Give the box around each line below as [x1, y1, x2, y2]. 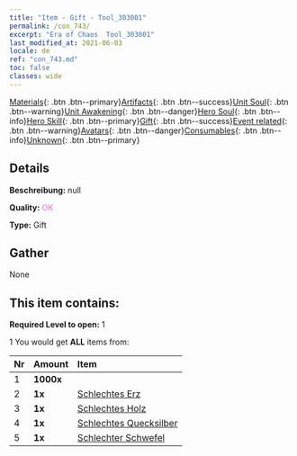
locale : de [9, 47, 50, 56]
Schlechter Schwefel [76, 432, 165, 444]
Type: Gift [9, 219, 47, 230]
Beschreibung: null [9, 184, 81, 195]
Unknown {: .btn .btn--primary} [26, 134, 140, 145]
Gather [9, 245, 49, 261]
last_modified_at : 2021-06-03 [9, 38, 123, 48]
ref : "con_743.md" [9, 55, 78, 64]
